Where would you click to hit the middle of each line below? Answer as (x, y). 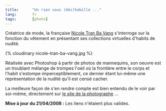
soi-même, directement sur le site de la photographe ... (62, 94)
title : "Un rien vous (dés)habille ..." (53, 10)
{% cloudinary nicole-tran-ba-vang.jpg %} (49, 53)
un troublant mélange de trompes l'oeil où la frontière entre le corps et (77, 68)
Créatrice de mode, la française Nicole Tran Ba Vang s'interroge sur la (77, 33)
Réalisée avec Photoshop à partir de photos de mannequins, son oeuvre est (83, 63)
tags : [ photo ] (27, 19)
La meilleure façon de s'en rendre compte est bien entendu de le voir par (80, 89)
